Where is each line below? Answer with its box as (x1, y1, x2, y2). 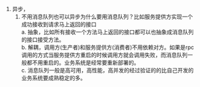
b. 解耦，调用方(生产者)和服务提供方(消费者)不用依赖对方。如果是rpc (21, 43, 194, 51)
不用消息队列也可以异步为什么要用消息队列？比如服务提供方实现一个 (21, 13, 193, 20)
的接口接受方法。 (21, 36, 65, 43)
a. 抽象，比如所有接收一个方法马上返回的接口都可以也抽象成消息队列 (21, 28, 194, 36)
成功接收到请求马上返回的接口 (21, 21, 97, 28)
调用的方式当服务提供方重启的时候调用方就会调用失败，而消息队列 (21, 51, 188, 58)
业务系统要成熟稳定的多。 (21, 74, 86, 81)
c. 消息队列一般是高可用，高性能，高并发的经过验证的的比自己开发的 (21, 67, 194, 74)
